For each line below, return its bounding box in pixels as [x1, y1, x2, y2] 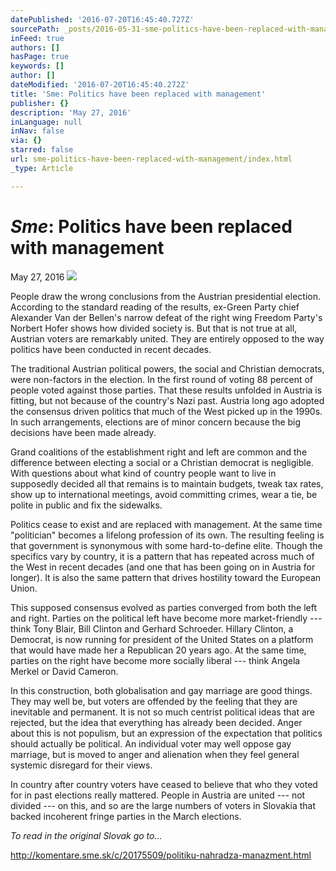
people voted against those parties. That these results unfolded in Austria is [10, 384, 323, 396]
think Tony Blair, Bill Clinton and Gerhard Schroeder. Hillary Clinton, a [10, 622, 294, 635]
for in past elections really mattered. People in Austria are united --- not [10, 789, 306, 801]
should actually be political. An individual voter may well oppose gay [10, 737, 292, 750]
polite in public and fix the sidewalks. [10, 499, 163, 511]
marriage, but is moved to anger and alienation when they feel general [10, 748, 300, 760]
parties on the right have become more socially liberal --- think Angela [10, 654, 301, 666]
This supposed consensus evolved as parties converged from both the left [10, 601, 317, 613]
